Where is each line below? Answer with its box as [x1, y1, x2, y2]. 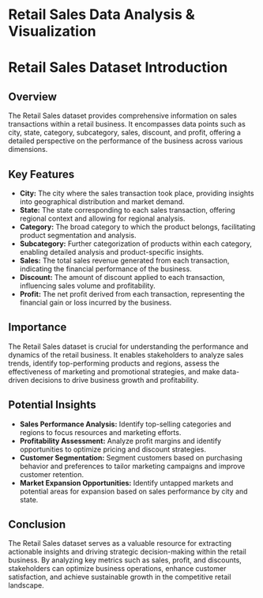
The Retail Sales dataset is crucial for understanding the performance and [8, 342, 249, 351]
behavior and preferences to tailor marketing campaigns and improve [19, 461, 246, 471]
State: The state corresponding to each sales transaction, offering [19, 206, 235, 214]
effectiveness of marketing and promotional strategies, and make [8, 366, 220, 377]
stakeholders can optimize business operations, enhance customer [8, 564, 227, 573]
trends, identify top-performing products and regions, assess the [8, 358, 220, 368]
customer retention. [19, 469, 85, 479]
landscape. [8, 581, 45, 590]
